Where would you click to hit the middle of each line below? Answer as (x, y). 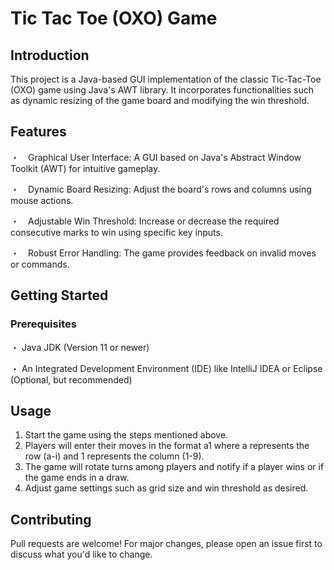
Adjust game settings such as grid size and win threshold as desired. (166, 488)
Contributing (51, 519)
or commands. (40, 264)
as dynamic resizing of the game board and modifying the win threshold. (160, 100)
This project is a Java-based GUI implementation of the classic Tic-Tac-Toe (166, 79)
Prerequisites (43, 324)
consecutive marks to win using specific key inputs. (116, 232)
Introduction (50, 55)
